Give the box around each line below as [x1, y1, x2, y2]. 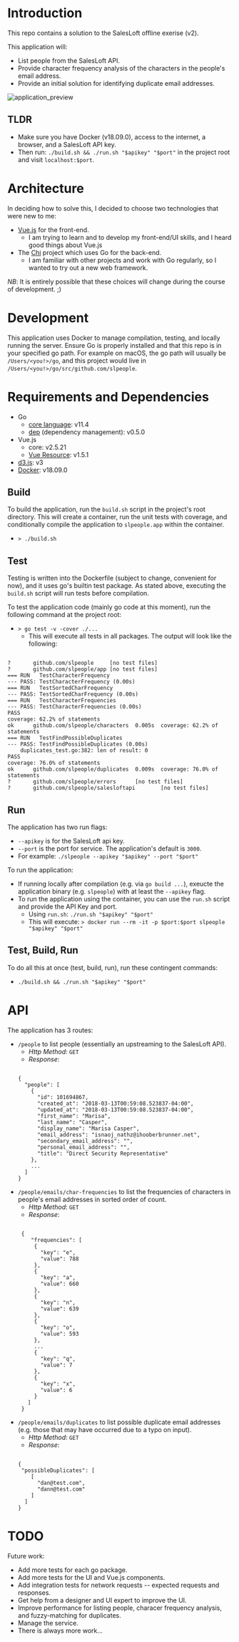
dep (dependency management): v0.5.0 [28, 427, 146, 436]
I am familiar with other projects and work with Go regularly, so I [28, 256, 217, 264]
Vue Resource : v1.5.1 [28, 450, 89, 459]
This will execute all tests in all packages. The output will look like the [28, 632, 232, 641]
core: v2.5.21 [28, 443, 66, 451]
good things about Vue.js [28, 241, 103, 249]
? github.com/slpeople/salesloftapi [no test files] [7, 784, 209, 792]
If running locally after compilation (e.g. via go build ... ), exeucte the [17, 880, 225, 888]
